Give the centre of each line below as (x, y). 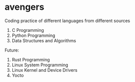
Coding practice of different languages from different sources (67, 21)
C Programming (28, 30)
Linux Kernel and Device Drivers (45, 70)
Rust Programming (31, 59)
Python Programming (33, 35)
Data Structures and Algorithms (44, 40)
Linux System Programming (40, 65)
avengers (24, 7)
